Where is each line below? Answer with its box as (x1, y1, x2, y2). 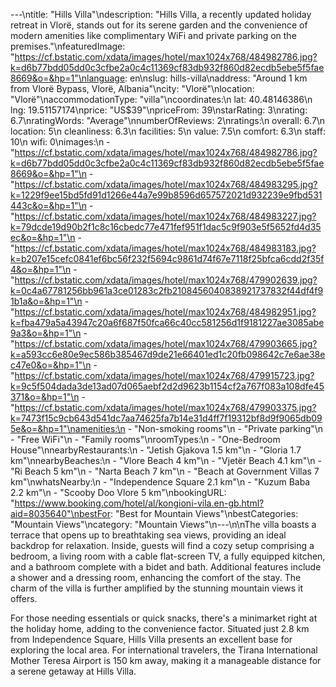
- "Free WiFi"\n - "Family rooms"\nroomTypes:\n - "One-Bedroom (10, 434, 281, 445)
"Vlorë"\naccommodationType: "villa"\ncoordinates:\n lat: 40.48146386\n (10, 94, 313, 105)
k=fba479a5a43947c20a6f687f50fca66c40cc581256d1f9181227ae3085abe (10, 317, 325, 328)
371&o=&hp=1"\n (10, 391, 80, 403)
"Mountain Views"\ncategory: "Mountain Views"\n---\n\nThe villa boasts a (10, 519, 317, 530)
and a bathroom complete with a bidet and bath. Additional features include (10, 561, 322, 573)
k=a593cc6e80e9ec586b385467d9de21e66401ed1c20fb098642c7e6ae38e (10, 349, 326, 360)
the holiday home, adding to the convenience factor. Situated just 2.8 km (10, 623, 310, 634)
